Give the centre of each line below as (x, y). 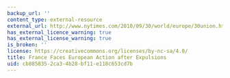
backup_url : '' (29, 13)
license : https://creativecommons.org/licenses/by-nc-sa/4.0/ (98, 52)
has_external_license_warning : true (59, 39)
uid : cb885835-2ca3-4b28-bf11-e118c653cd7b (70, 64)
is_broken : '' (27, 45)
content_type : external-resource (55, 20)
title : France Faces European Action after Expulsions (87, 58)
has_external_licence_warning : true (59, 32)
